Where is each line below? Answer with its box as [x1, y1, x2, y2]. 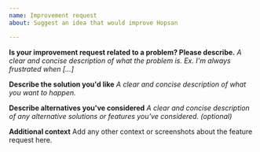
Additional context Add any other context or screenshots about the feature [9, 127, 253, 136]
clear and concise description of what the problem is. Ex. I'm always [9, 56, 231, 65]
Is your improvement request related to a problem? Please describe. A [9, 47, 242, 57]
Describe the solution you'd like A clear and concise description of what [9, 80, 247, 89]
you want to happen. [9, 87, 77, 97]
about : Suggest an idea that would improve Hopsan [9, 19, 178, 27]
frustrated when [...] [9, 64, 74, 73]
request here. [9, 135, 53, 144]
